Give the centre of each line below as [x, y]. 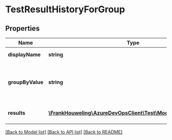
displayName [24, 55]
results [17, 113]
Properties [23, 28]
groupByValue [26, 82]
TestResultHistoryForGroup [65, 9]
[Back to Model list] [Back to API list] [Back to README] [64, 132]
